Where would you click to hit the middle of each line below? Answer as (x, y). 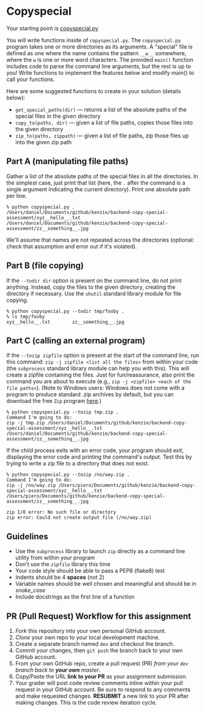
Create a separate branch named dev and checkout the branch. (95, 644)
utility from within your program (55, 558)
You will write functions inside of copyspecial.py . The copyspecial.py (94, 40)
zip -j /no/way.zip (31, 486)
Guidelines (27, 536)
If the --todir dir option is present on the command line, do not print (94, 280)
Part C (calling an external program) (76, 341)
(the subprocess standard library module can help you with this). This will (98, 369)
